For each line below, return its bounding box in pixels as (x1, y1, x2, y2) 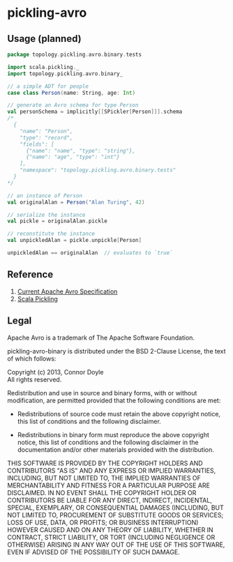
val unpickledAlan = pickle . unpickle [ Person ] (7, 237, 142, 244)
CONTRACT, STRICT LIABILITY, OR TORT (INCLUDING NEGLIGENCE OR (7, 533, 216, 541)
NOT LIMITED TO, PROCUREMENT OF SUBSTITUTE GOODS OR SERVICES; (7, 510, 224, 519)
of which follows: (7, 354, 57, 363)
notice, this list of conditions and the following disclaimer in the (17, 438, 199, 446)
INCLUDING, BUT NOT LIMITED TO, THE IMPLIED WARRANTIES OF (7, 473, 201, 482)
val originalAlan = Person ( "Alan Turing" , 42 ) (7, 199, 145, 206)
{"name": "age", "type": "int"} (25, 153, 120, 161)
